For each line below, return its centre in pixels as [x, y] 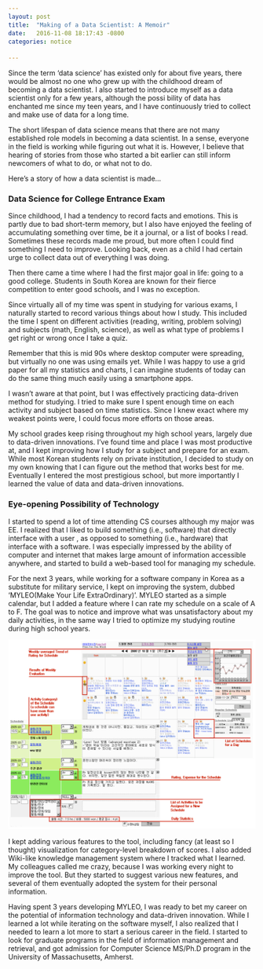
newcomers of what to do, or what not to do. [80, 163]
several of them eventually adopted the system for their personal [113, 883]
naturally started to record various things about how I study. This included [128, 313]
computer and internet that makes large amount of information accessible [127, 554]
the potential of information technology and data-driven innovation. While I [129, 916]
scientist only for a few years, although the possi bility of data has [115, 98]
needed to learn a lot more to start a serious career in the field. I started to [128, 932]
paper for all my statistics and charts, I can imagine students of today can [127, 370]
